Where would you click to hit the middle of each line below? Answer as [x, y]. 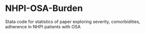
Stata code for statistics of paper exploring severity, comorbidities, [73, 22]
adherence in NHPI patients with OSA [43, 26]
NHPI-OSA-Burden [44, 8]
